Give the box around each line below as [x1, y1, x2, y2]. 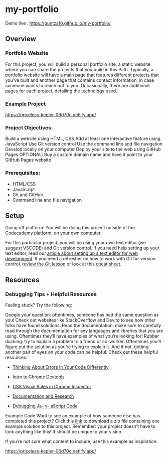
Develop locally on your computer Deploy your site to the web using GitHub [5, 146, 161, 152]
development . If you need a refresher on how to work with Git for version [5, 256, 156, 262]
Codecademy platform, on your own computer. [5, 230, 102, 236]
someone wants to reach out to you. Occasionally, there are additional [5, 82, 150, 88]
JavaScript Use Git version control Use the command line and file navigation [5, 141, 163, 147]
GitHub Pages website [5, 157, 51, 163]
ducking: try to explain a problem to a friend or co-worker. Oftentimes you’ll [5, 339, 161, 345]
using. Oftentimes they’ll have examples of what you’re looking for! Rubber [5, 333, 159, 339]
